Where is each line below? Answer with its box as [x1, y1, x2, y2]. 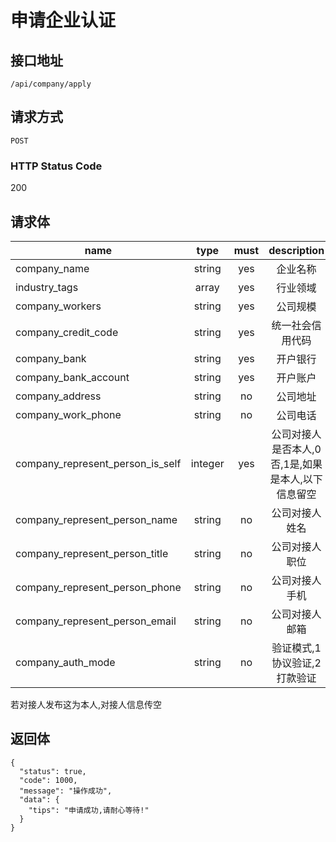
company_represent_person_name [15, 512, 178, 526]
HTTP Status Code [10, 159, 103, 173]
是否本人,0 [271, 442, 322, 456]
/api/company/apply [10, 79, 92, 89]
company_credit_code [15, 325, 119, 339]
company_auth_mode [15, 655, 116, 669]
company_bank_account [15, 370, 130, 384]
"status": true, [19, 766, 87, 776]
